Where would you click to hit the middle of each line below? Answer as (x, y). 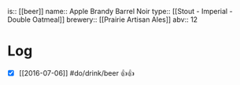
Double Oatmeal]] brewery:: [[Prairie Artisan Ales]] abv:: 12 (103, 19)
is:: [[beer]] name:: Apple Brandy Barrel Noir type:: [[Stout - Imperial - (120, 11)
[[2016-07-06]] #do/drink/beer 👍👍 (77, 73)
